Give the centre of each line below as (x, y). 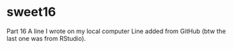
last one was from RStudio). (46, 38)
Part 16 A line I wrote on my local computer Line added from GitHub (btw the (116, 31)
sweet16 (31, 12)
